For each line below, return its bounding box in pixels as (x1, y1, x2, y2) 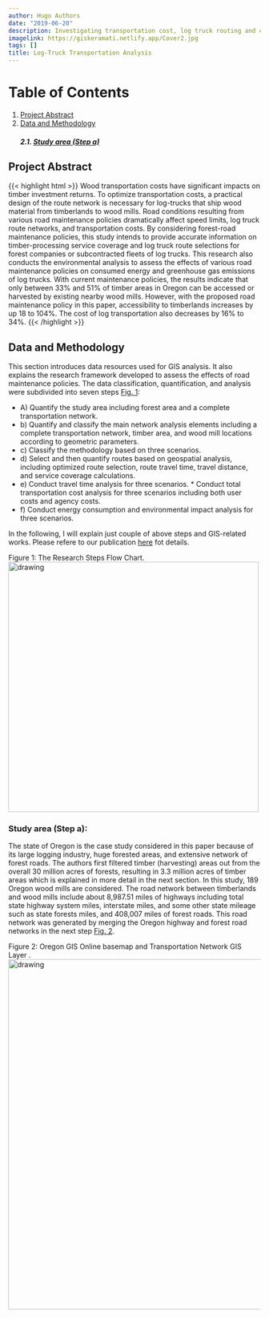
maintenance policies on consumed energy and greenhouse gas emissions (8, 266, 255, 276)
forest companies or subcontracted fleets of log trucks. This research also (8, 249, 254, 259)
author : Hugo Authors (8, 11, 81, 20)
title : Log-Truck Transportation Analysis (8, 49, 152, 57)
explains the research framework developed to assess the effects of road (8, 370, 250, 380)
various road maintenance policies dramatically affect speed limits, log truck (8, 215, 260, 225)
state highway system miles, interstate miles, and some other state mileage (8, 901, 256, 910)
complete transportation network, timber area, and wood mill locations (19, 428, 252, 438)
